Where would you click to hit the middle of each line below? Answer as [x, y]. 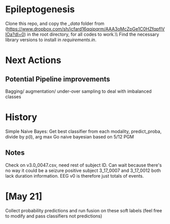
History [21, 117]
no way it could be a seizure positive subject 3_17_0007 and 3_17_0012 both [83, 170]
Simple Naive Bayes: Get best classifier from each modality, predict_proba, [83, 131]
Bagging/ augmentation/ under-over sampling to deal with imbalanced [79, 91]
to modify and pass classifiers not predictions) [54, 216]
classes [13, 96]
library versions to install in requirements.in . [51, 40]
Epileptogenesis [40, 9]
